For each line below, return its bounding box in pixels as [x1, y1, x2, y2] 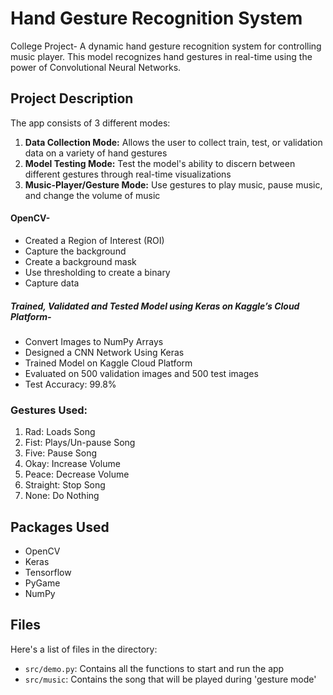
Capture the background [24, 245, 127, 257]
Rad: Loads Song [24, 426, 96, 438]
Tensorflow [24, 567, 72, 579]
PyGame [24, 577, 61, 589]
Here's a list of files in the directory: [10, 643, 158, 655]
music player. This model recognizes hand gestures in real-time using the [10, 50, 313, 62]
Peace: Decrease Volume [24, 468, 130, 481]
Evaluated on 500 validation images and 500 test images [24, 367, 259, 379]
